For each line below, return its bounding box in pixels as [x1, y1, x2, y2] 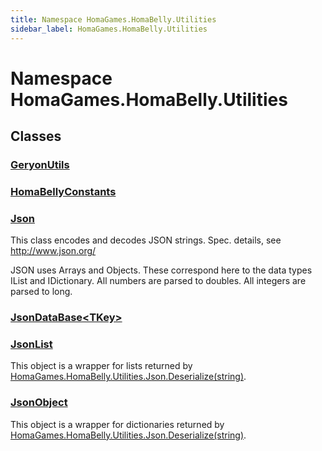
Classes [10, 128, 62, 145]
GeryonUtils [10, 158, 70, 171]
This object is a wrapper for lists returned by [10, 360, 193, 372]
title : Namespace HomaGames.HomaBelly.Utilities [10, 14, 217, 25]
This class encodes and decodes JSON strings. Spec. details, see [10, 234, 282, 246]
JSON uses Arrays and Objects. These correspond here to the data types [10, 264, 313, 276]
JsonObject [10, 396, 68, 410]
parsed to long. [10, 286, 73, 298]
